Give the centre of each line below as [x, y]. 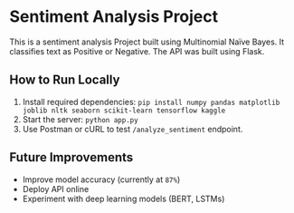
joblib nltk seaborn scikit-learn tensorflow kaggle [124, 111]
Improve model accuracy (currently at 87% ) [101, 179]
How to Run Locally [65, 80]
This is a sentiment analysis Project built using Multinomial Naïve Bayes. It [147, 42]
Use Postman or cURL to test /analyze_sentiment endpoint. [133, 129]
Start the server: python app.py [80, 119]
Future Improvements [71, 157]
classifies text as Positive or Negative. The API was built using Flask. [137, 51]
